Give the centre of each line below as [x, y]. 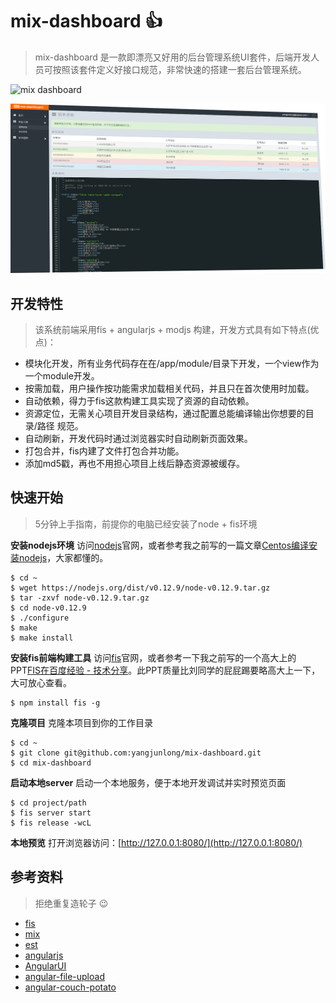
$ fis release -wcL [51, 823]
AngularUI [45, 965]
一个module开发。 [62, 375]
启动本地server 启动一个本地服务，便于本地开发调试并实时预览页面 [148, 782]
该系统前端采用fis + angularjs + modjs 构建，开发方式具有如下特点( [172, 329]
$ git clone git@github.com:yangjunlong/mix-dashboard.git [136, 753]
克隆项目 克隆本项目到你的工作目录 [81, 722]
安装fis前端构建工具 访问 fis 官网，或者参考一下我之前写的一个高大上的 [153, 657]
